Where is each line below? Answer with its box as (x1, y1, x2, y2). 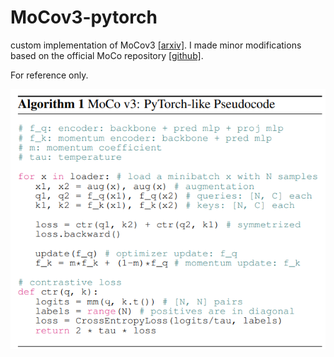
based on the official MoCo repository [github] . (10, 49, 204, 61)
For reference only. (10, 69, 89, 81)
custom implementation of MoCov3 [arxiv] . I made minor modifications (10, 39, 302, 51)
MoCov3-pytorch (10, 6, 158, 29)
